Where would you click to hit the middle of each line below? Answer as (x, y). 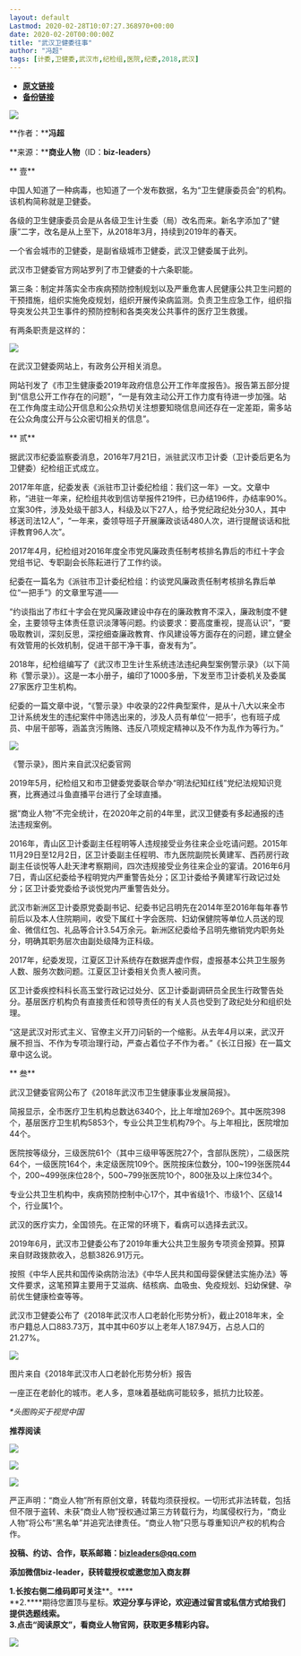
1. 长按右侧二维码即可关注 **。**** (71, 1591)
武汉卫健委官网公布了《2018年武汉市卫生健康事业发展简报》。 (122, 1092)
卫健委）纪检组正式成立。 (56, 468)
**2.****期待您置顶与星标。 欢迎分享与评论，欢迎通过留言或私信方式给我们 (147, 1602)
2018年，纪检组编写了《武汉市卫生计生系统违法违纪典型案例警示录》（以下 (146, 664)
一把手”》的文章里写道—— (70, 592)
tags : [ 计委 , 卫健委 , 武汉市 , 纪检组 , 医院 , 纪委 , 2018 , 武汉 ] (104, 59)
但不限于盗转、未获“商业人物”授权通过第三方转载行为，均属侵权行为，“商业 (148, 1511)
